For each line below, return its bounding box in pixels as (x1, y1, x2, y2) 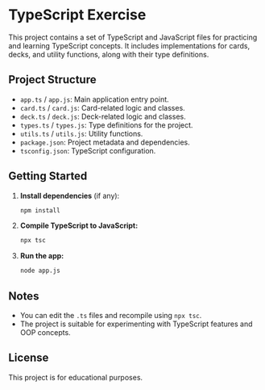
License (8, 351, 49, 365)
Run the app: (19, 251, 64, 261)
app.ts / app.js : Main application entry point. (19, 94, 169, 104)
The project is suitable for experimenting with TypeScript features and (19, 319, 253, 329)
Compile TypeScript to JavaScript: (19, 220, 139, 231)
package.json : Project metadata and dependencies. (19, 137, 191, 147)
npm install (19, 206, 60, 215)
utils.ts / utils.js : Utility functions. (19, 128, 143, 138)
